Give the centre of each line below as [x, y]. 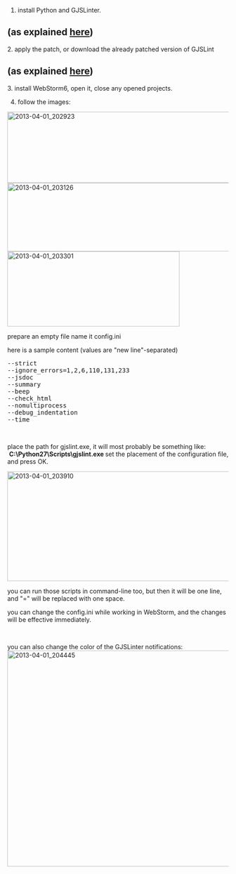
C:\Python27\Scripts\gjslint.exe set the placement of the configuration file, [119, 454]
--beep [19, 391]
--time [19, 419]
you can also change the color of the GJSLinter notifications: [95, 646]
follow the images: [44, 102]
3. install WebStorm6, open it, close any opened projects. [90, 88]
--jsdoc [20, 377]
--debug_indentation [43, 412]
